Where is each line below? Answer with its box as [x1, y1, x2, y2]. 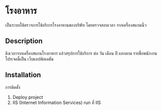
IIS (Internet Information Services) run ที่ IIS [12, 99, 101, 105]
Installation [5, 71, 41, 79]
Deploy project [12, 94, 44, 100]
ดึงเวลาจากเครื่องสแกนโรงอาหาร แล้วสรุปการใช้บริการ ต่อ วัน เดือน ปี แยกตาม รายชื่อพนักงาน [5, 50, 157, 56]
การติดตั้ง [5, 84, 21, 90]
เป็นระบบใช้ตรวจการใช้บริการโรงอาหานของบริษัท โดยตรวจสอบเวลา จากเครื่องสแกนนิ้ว [5, 22, 147, 28]
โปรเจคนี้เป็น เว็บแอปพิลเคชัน [5, 56, 54, 62]
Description [5, 37, 43, 45]
